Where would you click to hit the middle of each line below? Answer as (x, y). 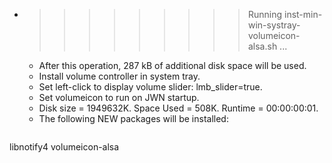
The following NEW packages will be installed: (133, 118)
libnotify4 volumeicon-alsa (64, 147)
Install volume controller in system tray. (119, 76)
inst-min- (303, 14)
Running (265, 14)
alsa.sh (262, 46)
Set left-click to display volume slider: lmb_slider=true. (150, 87)
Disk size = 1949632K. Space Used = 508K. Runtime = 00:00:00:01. (178, 108)
